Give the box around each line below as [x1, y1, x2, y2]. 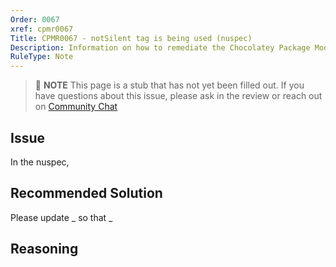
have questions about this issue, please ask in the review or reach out [34, 90, 323, 102]
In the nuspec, [10, 156, 70, 168]
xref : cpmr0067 [10, 24, 74, 34]
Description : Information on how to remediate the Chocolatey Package [10, 42, 311, 53]
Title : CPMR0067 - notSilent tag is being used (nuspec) [10, 33, 253, 43]
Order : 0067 [10, 14, 60, 25]
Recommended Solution [10, 185, 163, 202]
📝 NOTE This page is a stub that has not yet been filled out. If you [34, 79, 305, 91]
